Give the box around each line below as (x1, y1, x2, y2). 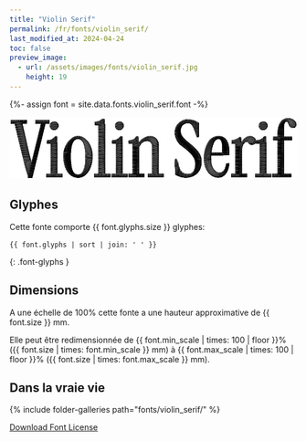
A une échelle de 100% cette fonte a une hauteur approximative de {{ (9, 307, 270, 318)
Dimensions (9, 283, 79, 299)
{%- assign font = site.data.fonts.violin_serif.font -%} (9, 99, 208, 110)
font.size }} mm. (9, 316, 70, 328)
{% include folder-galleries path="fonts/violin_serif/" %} (9, 404, 221, 415)
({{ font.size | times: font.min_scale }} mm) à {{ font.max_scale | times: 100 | (9, 343, 294, 355)
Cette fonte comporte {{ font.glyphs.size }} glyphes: (9, 221, 206, 232)
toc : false (9, 44, 51, 53)
